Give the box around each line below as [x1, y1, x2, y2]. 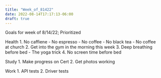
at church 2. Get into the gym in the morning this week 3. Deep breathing [5, 44, 153, 50]
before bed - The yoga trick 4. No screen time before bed [5, 49, 122, 55]
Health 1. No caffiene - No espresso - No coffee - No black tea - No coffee [5, 39, 156, 45]
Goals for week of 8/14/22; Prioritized [5, 30, 81, 36]
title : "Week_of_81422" [5, 7, 54, 12]
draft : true [5, 16, 29, 21]
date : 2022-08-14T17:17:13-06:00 [5, 12, 74, 17]
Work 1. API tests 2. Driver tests [5, 68, 69, 74]
